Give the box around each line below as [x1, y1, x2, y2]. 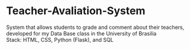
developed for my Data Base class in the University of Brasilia [6, 30, 157, 37]
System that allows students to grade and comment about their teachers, [6, 24, 185, 31]
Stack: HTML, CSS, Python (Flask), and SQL [6, 36, 114, 43]
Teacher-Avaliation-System [6, 4, 145, 18]
